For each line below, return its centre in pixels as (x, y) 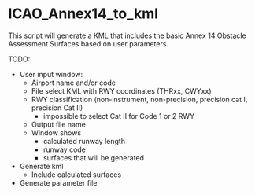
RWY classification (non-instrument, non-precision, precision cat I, (139, 99)
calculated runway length (84, 141)
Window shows (56, 132)
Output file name (59, 124)
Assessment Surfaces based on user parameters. (89, 43)
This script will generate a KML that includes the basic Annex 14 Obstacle (127, 35)
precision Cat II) (57, 108)
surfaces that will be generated (93, 157)
